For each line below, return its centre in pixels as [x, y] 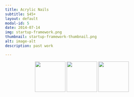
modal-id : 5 [17, 23]
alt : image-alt [20, 41]
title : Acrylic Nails [27, 10]
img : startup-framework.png [34, 32]
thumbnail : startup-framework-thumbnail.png [51, 37]
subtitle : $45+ [20, 14]
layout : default [21, 19]
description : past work [29, 46]
